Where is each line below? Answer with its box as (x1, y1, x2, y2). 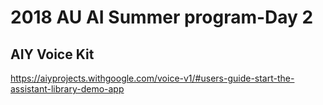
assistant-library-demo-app (10, 83, 125, 95)
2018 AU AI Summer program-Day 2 (10, 6, 314, 29)
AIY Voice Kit (10, 46, 95, 63)
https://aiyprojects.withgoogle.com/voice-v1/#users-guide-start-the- (10, 72, 295, 84)
